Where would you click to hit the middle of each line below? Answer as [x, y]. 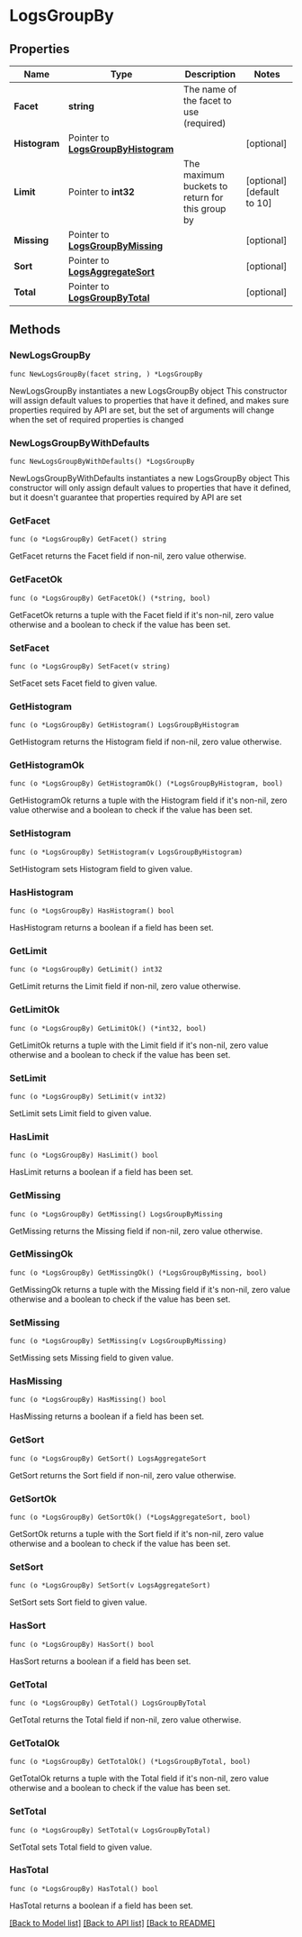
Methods [35, 330]
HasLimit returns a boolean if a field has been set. [101, 1172]
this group [204, 209]
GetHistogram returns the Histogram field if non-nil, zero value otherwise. [146, 742]
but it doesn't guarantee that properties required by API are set [126, 497]
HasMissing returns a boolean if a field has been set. [107, 1416]
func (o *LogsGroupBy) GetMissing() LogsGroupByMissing [116, 1214]
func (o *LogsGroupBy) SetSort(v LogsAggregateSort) [110, 1586]
